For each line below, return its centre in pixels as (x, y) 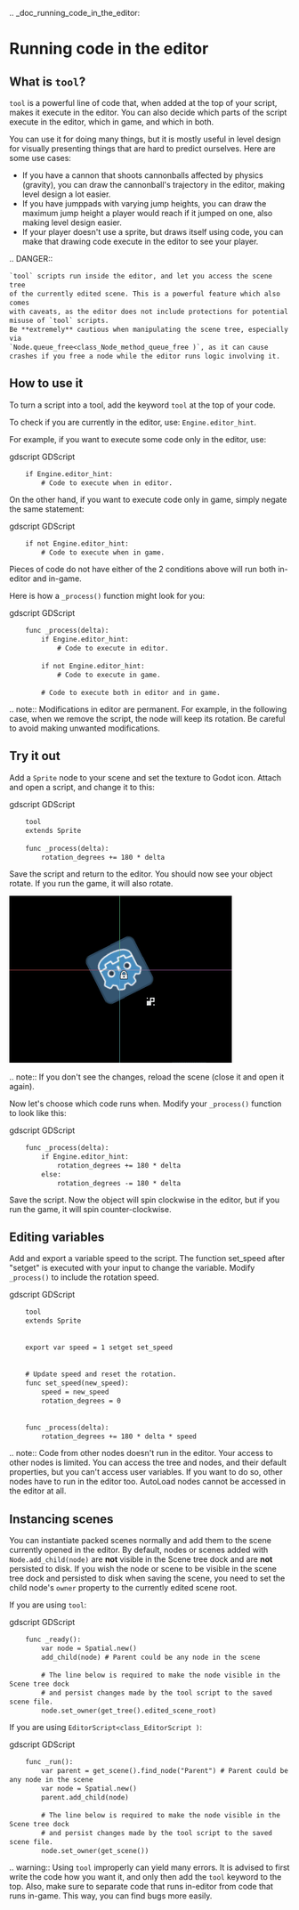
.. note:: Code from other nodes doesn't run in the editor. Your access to (141, 1453)
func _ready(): (53, 1640)
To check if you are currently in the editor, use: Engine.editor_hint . (133, 422)
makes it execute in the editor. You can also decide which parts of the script (148, 112)
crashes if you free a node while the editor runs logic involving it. (145, 356)
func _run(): (49, 1762)
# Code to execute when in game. (103, 552)
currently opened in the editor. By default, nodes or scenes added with (139, 1550)
